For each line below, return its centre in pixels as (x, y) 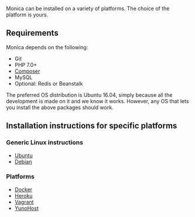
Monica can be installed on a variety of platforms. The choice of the (88, 9)
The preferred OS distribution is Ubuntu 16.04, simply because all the (89, 95)
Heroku (23, 195)
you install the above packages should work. (60, 107)
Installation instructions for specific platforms (92, 126)
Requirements (32, 33)
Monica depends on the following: (47, 47)
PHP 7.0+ (25, 65)
